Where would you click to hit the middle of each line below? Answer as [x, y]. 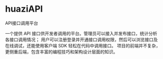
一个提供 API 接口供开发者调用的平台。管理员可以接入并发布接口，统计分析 [81, 33]
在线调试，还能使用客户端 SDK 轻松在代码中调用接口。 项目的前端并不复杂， [83, 45]
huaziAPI [24, 9]
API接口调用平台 [22, 23]
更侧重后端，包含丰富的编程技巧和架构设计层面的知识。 [61, 52]
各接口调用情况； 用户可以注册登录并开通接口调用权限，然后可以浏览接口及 [81, 39]
